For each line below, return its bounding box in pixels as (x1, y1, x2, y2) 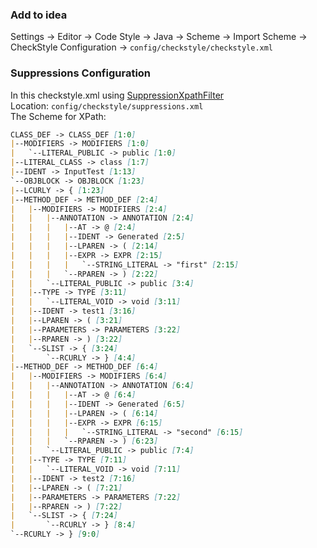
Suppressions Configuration (10, 66, 152, 80)
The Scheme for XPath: (10, 110, 107, 122)
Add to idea (10, 8, 68, 22)
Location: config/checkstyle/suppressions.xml (10, 99, 204, 112)
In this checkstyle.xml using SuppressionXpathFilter (10, 89, 225, 101)
